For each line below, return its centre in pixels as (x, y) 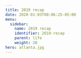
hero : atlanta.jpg (25, 47)
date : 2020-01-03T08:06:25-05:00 (41, 15)
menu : (11, 19)
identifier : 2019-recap (40, 33)
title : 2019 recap (25, 10)
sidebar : (19, 24)
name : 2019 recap (33, 29)
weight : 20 (26, 43)
